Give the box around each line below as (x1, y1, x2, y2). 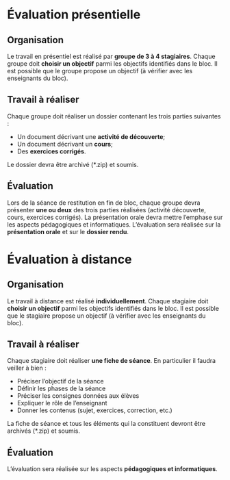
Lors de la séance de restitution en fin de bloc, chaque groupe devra (7, 199, 201, 207)
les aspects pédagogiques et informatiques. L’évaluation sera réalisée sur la (7, 220, 221, 229)
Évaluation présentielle (7, 7, 141, 23)
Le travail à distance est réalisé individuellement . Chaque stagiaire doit (7, 296, 209, 305)
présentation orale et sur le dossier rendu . (7, 227, 129, 236)
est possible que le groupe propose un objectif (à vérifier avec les (7, 67, 193, 75)
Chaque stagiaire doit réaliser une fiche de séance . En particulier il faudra (7, 357, 216, 365)
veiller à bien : (7, 364, 47, 372)
